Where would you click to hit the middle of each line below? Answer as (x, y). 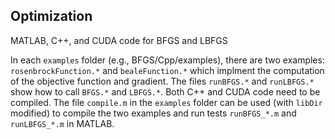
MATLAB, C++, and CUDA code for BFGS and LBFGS (119, 40)
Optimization (51, 16)
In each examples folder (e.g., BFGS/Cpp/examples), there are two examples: (167, 60)
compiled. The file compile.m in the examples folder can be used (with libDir (166, 102)
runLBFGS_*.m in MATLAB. (62, 123)
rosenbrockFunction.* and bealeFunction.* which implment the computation (167, 70)
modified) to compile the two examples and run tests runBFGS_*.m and (153, 113)
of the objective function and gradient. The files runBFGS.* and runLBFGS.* (162, 81)
